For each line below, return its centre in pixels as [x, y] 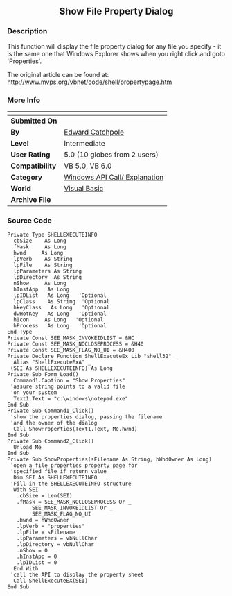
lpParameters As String [47, 271]
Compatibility [34, 166]
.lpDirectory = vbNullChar [55, 545]
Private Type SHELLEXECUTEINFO [52, 235]
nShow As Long [40, 284]
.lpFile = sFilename [46, 533]
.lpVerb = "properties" [51, 527]
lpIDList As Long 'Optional [60, 296]
